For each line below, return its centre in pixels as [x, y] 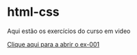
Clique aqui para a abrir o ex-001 [53, 44]
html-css [33, 12]
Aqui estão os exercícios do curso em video [69, 31]
